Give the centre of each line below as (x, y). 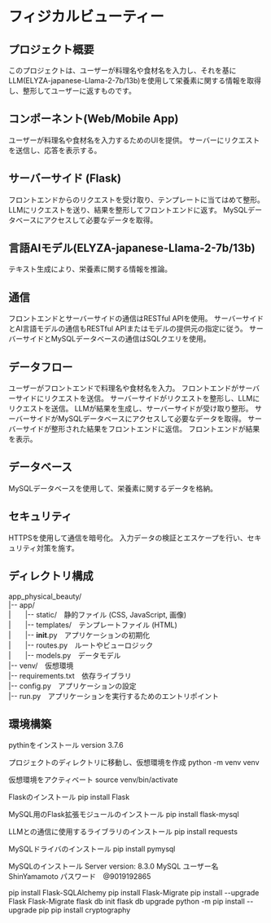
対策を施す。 (57, 547)
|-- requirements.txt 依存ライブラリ (70, 675)
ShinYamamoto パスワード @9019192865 (80, 877)
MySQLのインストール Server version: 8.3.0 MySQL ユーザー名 (114, 866)
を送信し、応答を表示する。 (55, 150)
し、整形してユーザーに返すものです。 (72, 91)
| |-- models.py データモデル (65, 655)
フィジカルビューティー (86, 17)
